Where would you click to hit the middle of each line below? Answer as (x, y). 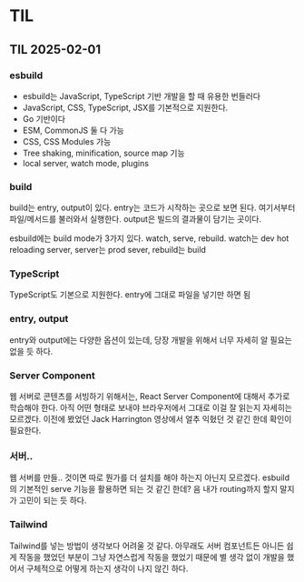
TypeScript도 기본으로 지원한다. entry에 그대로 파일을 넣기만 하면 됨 (130, 295)
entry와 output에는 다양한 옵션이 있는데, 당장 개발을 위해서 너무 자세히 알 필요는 (151, 340)
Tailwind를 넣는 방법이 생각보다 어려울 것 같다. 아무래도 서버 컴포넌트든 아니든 (147, 546)
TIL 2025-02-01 (55, 50)
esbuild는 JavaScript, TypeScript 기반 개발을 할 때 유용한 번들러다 (142, 95)
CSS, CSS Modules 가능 (67, 141)
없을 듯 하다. (31, 351)
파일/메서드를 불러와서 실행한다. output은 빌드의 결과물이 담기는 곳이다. (135, 219)
